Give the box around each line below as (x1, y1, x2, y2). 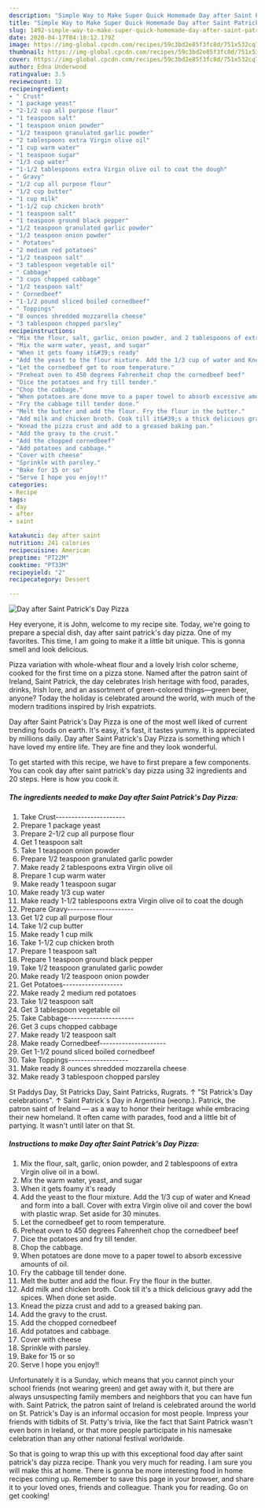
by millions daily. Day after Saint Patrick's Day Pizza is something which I (9, 734, 245, 744)
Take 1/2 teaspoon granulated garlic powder (20, 963, 164, 972)
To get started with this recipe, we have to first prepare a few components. (9, 758, 251, 767)
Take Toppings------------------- (20, 1055, 129, 1065)
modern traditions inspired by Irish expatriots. (9, 702, 156, 711)
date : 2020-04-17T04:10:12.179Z (9, 33, 115, 42)
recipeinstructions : (9, 327, 77, 335)
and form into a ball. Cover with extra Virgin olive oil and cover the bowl (20, 1200, 252, 1211)
